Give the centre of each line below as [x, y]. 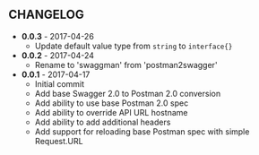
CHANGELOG [46, 15]
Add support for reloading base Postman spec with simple [142, 131]
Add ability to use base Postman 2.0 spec [112, 103]
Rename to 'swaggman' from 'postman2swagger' [126, 65]
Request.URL [59, 141]
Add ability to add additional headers [103, 122]
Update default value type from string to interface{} [134, 46]
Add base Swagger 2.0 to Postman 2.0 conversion [128, 93]
